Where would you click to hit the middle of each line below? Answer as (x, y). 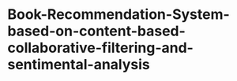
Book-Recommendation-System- (118, 15)
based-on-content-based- (97, 31)
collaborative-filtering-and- (101, 48)
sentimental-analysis (79, 65)
